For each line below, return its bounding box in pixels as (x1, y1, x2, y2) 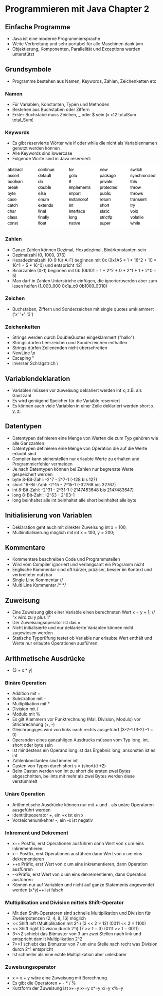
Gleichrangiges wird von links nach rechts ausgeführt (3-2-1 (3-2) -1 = (12, 727, 153, 733)
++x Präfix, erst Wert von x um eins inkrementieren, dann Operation (12, 861, 148, 867)
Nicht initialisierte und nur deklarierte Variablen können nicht (12, 625, 134, 631)
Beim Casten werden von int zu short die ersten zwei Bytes (12, 768, 131, 774)
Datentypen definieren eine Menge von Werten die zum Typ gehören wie (12, 435, 158, 441)
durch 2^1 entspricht (12, 946, 54, 952)
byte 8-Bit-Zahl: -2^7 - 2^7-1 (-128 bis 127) (12, 476, 97, 482)
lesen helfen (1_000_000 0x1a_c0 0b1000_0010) (12, 283, 108, 289)
